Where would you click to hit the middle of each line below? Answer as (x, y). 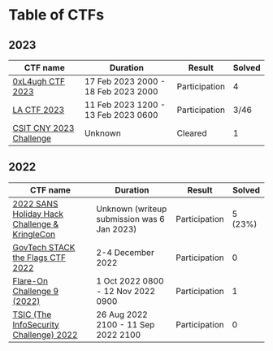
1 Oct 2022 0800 (130, 280)
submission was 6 (130, 219)
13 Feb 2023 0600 (121, 115)
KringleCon (34, 234)
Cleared (192, 133)
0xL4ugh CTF (39, 81)
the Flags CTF (39, 258)
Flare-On (30, 280)
